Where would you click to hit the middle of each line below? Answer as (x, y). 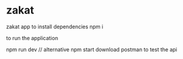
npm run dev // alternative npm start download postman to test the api (92, 49)
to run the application (32, 38)
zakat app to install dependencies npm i (55, 27)
